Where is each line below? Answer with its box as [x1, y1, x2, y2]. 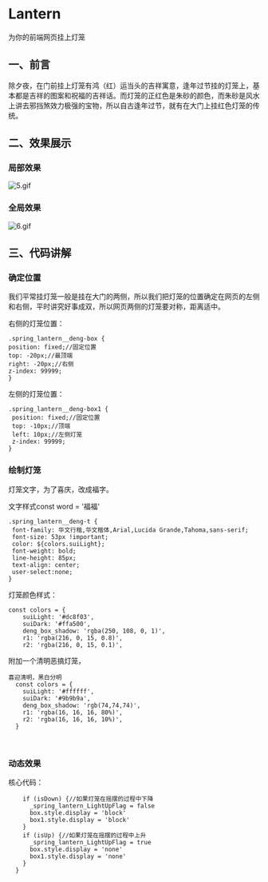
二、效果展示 [8, 137, 72, 150]
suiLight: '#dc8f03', [22, 613, 94, 621]
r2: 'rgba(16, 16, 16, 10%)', [22, 715, 124, 724]
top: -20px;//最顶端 [8, 352, 73, 360]
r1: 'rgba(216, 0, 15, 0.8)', [22, 633, 124, 642]
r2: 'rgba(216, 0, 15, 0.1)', [22, 641, 124, 649]
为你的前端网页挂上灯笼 [8, 32, 85, 42]
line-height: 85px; [11, 553, 77, 562]
